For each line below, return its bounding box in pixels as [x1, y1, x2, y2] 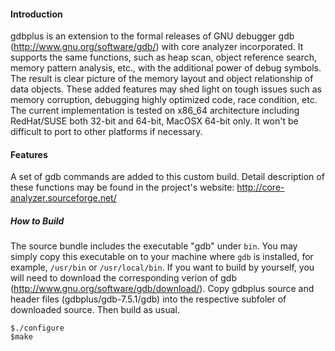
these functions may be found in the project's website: [10, 181, 235, 194]
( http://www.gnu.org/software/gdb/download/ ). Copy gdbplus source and [10, 283, 315, 295]
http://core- [236, 181, 285, 194]
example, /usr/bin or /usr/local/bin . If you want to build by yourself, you [10, 261, 315, 274]
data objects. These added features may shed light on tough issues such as [10, 83, 322, 95]
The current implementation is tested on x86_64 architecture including [10, 105, 300, 117]
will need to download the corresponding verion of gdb [10, 272, 238, 284]
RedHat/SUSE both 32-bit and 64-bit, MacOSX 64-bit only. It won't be [10, 115, 299, 127]
